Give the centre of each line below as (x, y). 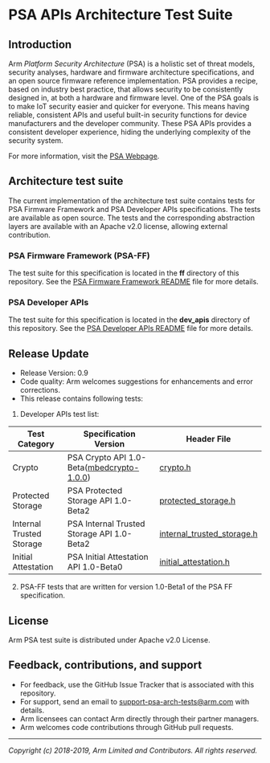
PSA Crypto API (97, 458)
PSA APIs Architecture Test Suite (121, 15)
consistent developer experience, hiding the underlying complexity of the (130, 132)
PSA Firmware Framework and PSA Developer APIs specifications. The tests (135, 209)
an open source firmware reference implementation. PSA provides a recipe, (133, 81)
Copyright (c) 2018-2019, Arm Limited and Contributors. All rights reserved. (133, 750)
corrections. (40, 390)
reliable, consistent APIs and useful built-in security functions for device (128, 115)
